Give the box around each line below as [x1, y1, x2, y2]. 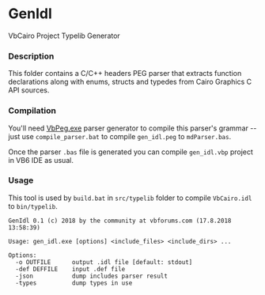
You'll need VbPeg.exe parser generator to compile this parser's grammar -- [8, 123, 257, 133]
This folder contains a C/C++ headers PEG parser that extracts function [8, 69, 242, 78]
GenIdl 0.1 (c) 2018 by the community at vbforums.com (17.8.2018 [8, 217, 232, 225]
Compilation [8, 105, 57, 116]
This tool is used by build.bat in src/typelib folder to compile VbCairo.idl [8, 193, 252, 202]
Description [8, 51, 55, 62]
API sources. [8, 85, 50, 95]
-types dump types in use [15, 278, 133, 287]
